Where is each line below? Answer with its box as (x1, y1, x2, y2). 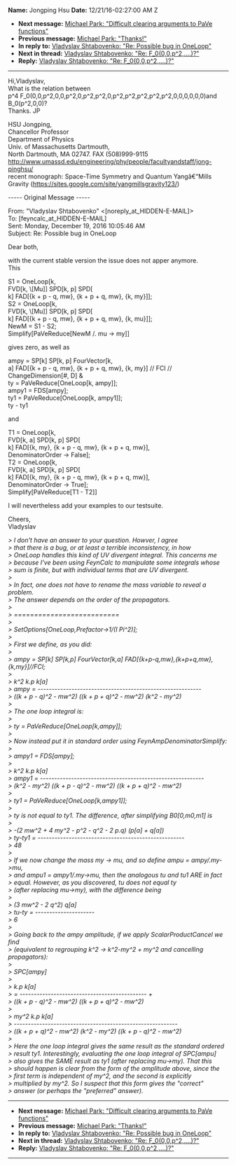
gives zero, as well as (8, 343, 70, 351)
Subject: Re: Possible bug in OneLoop (8, 229, 117, 237)
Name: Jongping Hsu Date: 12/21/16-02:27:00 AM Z (8, 6, 158, 14)
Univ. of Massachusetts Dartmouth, (8, 143, 111, 151)
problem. (8, 588, 34, 596)
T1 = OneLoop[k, (8, 429, 57, 436)
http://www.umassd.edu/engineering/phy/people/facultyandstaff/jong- (8, 158, 212, 165)
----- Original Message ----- (8, 193, 90, 202)
